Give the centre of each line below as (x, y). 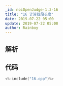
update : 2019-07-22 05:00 (31, 23)
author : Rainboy (22, 28)
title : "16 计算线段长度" (30, 14)
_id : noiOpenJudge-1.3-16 (31, 10)
